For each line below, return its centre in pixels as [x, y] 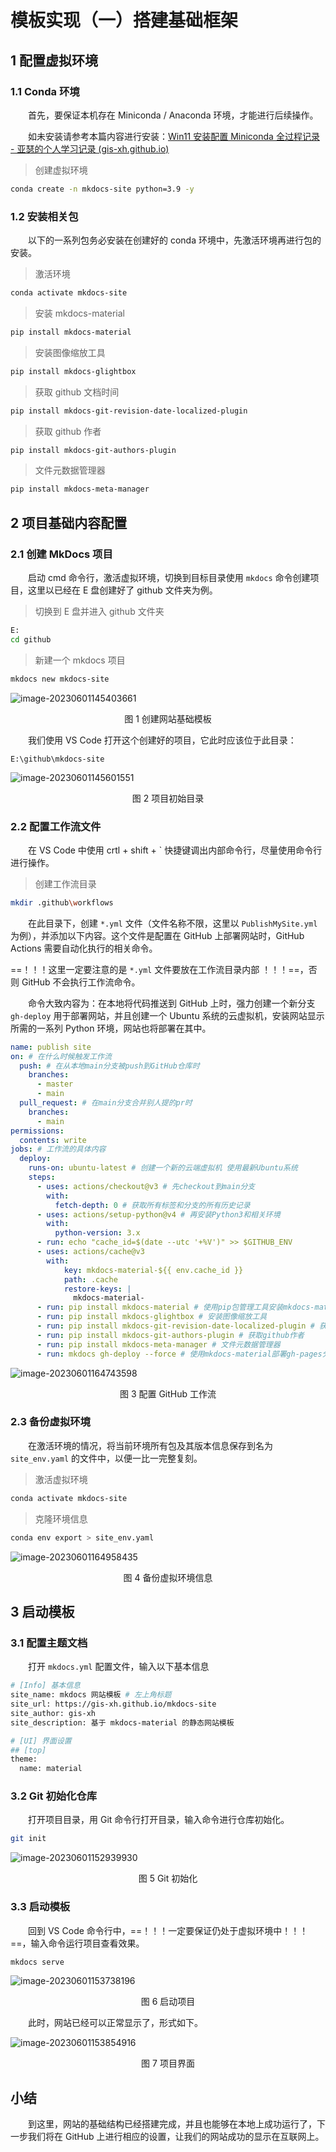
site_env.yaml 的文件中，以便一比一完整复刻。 [106, 1458]
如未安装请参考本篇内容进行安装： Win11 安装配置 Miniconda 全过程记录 [174, 136]
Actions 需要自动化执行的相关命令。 [84, 948]
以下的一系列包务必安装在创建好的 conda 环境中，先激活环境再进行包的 [175, 240]
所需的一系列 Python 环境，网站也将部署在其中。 [111, 1028]
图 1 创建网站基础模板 [168, 718]
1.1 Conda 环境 [45, 91]
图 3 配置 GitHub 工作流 [168, 1393]
